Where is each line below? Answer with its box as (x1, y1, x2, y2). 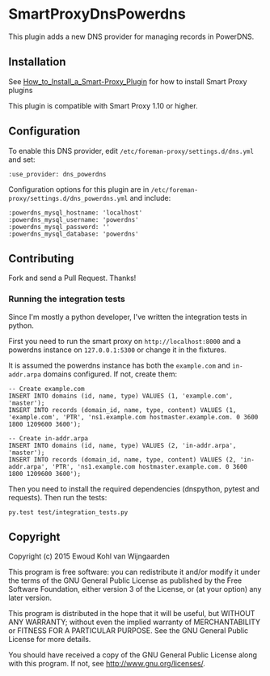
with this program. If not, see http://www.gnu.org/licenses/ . (8, 659, 206, 669)
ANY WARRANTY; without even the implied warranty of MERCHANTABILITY (8, 617, 261, 627)
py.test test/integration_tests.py (8, 508, 129, 517)
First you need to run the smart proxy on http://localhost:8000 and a (8, 336, 241, 346)
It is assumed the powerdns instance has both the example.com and (8, 360, 230, 370)
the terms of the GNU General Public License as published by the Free (8, 576, 243, 585)
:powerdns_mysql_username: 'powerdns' (8, 215, 139, 223)
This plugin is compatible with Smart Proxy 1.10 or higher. (8, 100, 198, 110)
